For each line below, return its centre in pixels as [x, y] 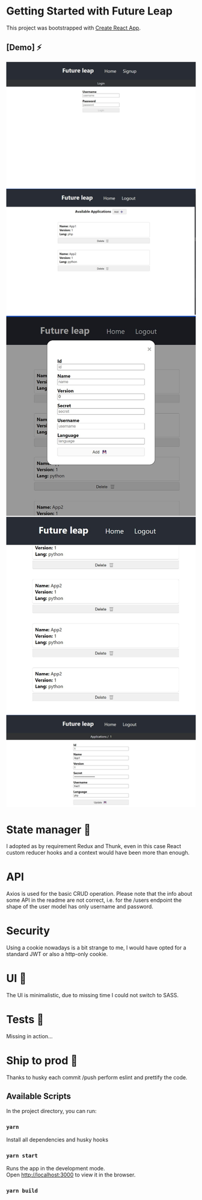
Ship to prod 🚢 [42, 1061]
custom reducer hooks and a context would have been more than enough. [98, 853]
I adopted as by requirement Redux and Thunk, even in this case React [94, 846]
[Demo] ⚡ [24, 47]
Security [28, 931]
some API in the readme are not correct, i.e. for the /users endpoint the [94, 900]
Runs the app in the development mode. [56, 1169]
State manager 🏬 [49, 830]
